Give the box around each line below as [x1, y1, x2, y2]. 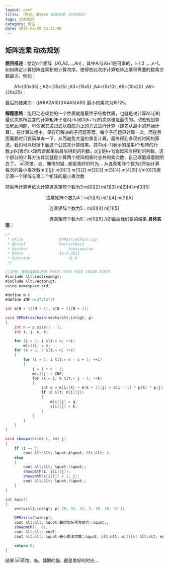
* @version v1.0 [7, 256, 78, 261]
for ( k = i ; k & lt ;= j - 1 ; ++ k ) [32, 376, 103, 381]
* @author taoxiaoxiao [7, 246, 94, 252]
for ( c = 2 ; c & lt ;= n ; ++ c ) [14, 348, 75, 353]
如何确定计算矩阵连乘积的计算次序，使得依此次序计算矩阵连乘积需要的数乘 [5, 66, 159, 72]
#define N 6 [5, 292, 30, 297]
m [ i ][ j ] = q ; [50, 399, 78, 404]
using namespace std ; [5, 283, 51, 288]
